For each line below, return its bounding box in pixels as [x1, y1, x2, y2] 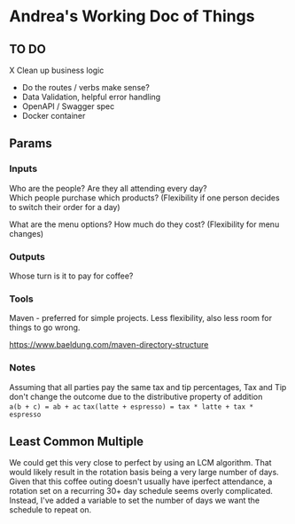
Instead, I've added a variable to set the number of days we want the [9, 495, 260, 506]
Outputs [9, 250, 46, 262]
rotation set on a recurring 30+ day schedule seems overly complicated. [9, 486, 273, 497]
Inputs [9, 162, 38, 175]
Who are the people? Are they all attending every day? [9, 183, 207, 193]
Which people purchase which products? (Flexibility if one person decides [9, 192, 281, 203]
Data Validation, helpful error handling [21, 91, 161, 102]
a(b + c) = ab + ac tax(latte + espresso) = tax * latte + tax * [9, 402, 254, 411]
